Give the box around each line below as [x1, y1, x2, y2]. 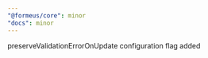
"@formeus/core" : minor [7, 11, 87, 20]
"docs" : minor [7, 19, 55, 27]
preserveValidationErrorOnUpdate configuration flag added [7, 41, 201, 50]
